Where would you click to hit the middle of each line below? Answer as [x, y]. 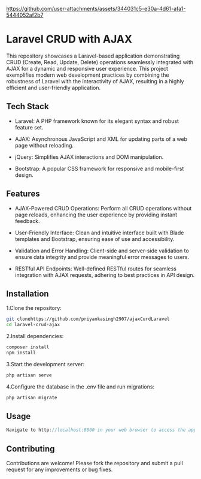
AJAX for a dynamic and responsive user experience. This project [87, 68]
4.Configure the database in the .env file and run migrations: [80, 387]
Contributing [31, 449]
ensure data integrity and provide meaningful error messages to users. [102, 257]
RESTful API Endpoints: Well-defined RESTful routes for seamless [95, 269]
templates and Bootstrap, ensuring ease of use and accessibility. [95, 239]
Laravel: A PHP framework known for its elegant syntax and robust [97, 121]
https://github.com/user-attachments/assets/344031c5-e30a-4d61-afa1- [96, 9]
